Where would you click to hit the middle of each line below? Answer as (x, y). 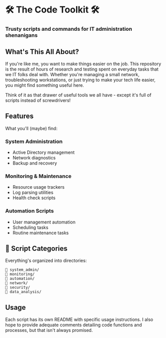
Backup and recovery (35, 163)
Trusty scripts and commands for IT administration (69, 29)
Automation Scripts (30, 211)
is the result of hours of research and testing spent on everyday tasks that (82, 69)
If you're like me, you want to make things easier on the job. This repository (83, 64)
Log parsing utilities (33, 193)
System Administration (34, 141)
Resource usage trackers (38, 187)
